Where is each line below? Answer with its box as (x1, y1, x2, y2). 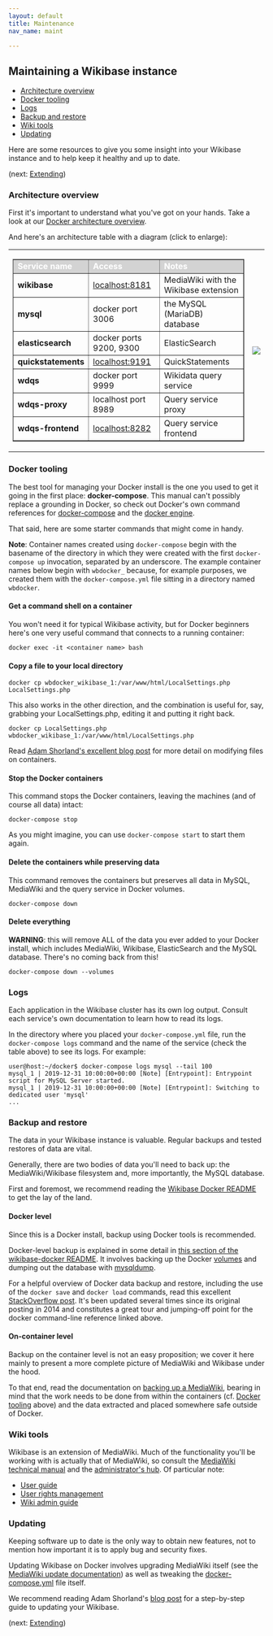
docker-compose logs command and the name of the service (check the (8, 1038, 247, 1048)
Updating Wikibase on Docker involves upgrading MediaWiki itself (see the (8, 1560, 258, 1570)
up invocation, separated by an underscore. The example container (37, 556, 262, 566)
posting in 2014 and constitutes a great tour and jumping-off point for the (8, 1304, 253, 1314)
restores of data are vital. (8, 1144, 93, 1154)
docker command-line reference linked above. (8, 1312, 164, 1322)
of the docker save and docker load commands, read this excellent (8, 1286, 232, 1297)
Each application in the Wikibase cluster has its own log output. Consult (8, 1005, 248, 1015)
